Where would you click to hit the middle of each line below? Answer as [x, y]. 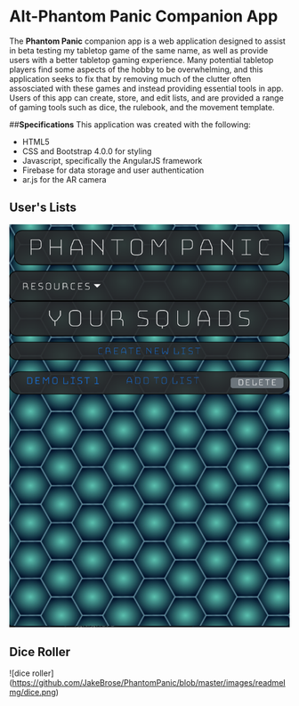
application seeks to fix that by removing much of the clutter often [130, 78]
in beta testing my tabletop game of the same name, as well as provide [139, 50]
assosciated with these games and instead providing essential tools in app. [146, 88]
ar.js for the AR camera [64, 179]
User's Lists [43, 208]
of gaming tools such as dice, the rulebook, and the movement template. [142, 107]
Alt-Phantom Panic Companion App [144, 16]
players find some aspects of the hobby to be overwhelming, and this [136, 69]
